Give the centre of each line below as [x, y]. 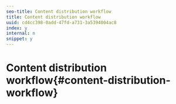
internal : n [21, 33]
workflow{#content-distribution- [89, 80]
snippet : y [19, 39]
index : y [17, 28]
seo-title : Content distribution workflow [59, 11]
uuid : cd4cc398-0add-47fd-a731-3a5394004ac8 [61, 22]
